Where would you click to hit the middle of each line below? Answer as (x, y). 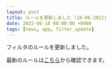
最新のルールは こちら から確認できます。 (57, 60)
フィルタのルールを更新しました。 (49, 47)
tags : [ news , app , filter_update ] (50, 29)
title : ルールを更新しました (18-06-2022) (57, 18)
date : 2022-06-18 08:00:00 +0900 (49, 23)
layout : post (23, 12)
